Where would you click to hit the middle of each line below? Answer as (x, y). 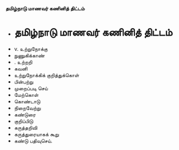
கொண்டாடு (27, 101)
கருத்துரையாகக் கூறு (36, 134)
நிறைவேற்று (27, 108)
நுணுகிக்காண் (29, 55)
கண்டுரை (25, 114)
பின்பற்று (23, 82)
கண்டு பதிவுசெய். (33, 141)
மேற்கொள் (26, 95)
